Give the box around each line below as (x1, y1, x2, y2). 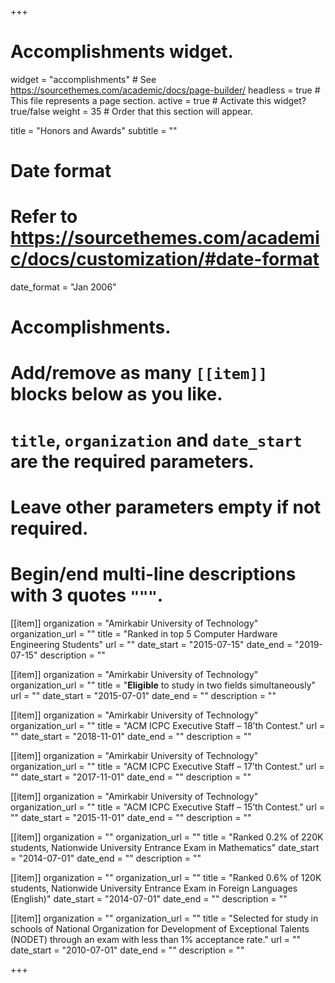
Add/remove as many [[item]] (10, 362, 268, 385)
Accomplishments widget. (10, 41, 234, 63)
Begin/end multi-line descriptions (10, 563, 297, 585)
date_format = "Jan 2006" (10, 281, 117, 293)
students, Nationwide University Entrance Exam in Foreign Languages (10, 882, 298, 894)
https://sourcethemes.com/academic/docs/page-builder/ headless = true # (10, 84, 321, 96)
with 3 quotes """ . (10, 584, 164, 606)
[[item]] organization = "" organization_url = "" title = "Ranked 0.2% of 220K (10, 831, 324, 843)
